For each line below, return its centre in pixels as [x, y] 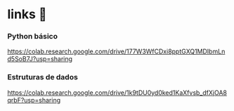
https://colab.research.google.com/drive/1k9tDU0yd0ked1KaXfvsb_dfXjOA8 [117, 92]
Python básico [33, 37]
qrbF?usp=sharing [34, 100]
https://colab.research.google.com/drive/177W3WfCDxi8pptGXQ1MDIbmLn [116, 51]
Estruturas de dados [43, 77]
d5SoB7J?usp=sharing [40, 59]
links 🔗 [27, 14]
